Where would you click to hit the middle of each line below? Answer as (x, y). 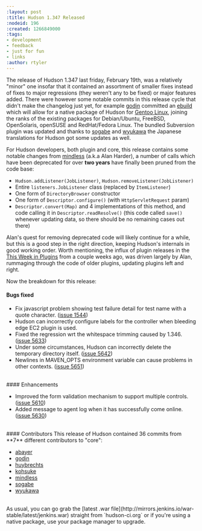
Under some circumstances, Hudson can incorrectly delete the (93, 347)
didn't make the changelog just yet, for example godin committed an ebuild (99, 105)
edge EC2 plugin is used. (46, 328)
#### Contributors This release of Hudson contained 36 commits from (94, 434)
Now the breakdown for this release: (51, 281)
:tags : (14, 35)
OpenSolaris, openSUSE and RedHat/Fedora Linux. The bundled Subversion (100, 125)
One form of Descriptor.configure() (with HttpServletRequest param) (102, 200)
